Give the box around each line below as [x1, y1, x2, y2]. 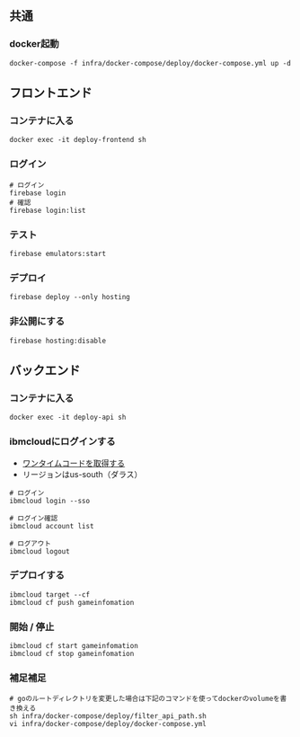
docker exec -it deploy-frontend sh [9, 136, 146, 145]
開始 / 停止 [9, 620, 55, 633]
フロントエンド [9, 85, 93, 101]
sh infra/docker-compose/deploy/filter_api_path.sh [9, 712, 207, 721]
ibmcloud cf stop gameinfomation [9, 650, 135, 659]
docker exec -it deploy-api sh [9, 413, 127, 422]
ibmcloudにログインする [9, 435, 116, 448]
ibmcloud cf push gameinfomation [9, 598, 135, 607]
